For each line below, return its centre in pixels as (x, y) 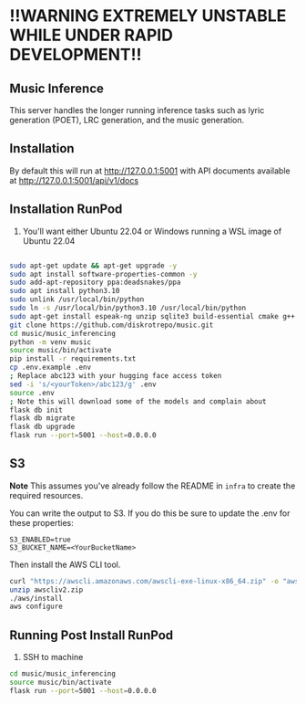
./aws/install (36, 598)
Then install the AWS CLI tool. (65, 564)
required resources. (46, 495)
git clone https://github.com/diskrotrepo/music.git (112, 325)
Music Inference (57, 88)
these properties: (42, 522)
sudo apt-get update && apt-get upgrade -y (93, 266)
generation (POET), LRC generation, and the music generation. (127, 120)
